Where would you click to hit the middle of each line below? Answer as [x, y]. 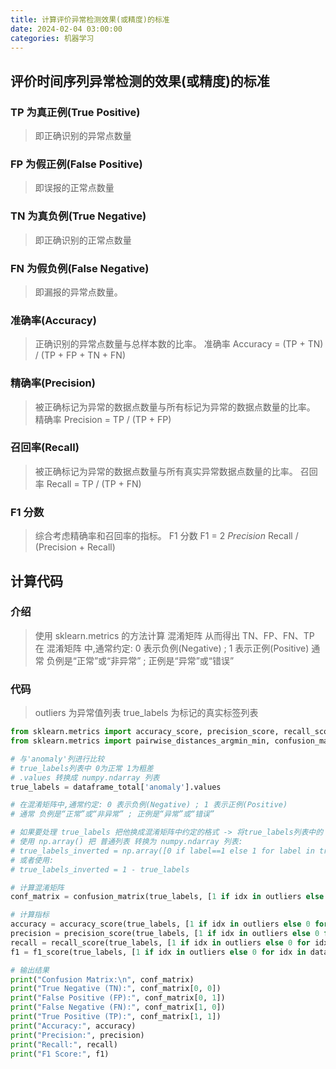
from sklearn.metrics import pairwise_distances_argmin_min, [140, 741]
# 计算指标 [30, 915]
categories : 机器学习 [52, 38]
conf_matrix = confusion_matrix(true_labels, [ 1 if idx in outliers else [167, 897]
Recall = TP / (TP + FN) [94, 483]
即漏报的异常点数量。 [78, 292]
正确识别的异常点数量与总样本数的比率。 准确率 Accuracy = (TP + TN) [179, 344]
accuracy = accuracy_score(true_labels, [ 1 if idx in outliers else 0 [160, 924]
